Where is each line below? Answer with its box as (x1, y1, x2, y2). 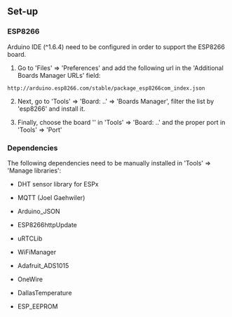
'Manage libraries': (7, 166, 62, 175)
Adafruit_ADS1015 (17, 261, 69, 269)
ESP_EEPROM (17, 302, 58, 311)
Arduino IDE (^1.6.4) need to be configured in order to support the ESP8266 (7, 42, 226, 51)
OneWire (17, 275, 43, 283)
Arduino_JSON (17, 207, 61, 215)
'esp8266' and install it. (17, 104, 86, 113)
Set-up (7, 6, 39, 18)
